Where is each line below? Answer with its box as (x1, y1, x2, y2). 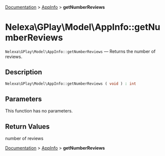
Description (5, 68, 42, 76)
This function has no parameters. (5, 108, 73, 114)
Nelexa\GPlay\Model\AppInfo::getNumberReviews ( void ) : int (5, 81, 136, 86)
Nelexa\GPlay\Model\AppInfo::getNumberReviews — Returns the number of (5, 48, 156, 54)
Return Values (5, 122, 50, 131)
